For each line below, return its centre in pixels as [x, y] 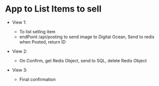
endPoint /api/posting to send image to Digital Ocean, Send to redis [87, 37]
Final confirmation [37, 79]
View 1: [19, 22]
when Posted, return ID [43, 42]
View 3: [20, 70]
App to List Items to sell [53, 9]
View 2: [20, 51]
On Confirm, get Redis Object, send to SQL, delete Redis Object [83, 60]
